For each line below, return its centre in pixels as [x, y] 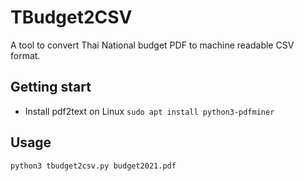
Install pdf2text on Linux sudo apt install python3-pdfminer [149, 111]
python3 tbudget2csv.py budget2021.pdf [93, 166]
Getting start [51, 87]
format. [25, 55]
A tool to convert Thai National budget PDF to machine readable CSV [152, 45]
